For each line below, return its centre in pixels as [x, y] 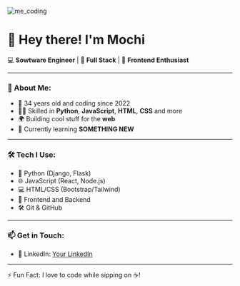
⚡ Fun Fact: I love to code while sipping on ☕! [74, 275]
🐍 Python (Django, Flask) [54, 173]
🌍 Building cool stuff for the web [66, 119]
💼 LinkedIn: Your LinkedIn [55, 254]
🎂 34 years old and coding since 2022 [74, 103]
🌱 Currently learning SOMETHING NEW [76, 129]
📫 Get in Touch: [36, 235]
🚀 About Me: [29, 88]
